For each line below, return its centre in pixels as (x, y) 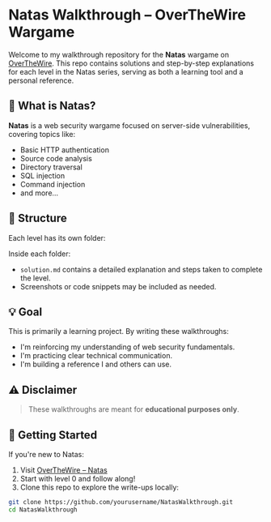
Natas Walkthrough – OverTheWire (127, 15)
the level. (35, 278)
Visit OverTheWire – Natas (64, 470)
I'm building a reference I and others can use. (96, 364)
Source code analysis (56, 158)
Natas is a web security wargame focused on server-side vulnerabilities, (129, 125)
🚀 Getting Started (53, 435)
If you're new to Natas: (47, 454)
